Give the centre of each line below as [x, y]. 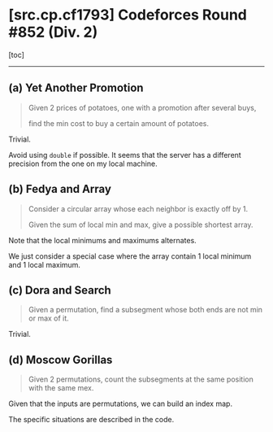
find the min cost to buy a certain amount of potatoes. [119, 123]
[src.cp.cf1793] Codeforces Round [128, 15]
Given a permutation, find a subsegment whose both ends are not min [145, 310]
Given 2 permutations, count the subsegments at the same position [141, 379]
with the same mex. [61, 388]
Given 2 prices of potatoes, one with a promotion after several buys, [142, 107]
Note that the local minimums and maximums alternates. [102, 240]
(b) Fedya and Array [60, 189]
